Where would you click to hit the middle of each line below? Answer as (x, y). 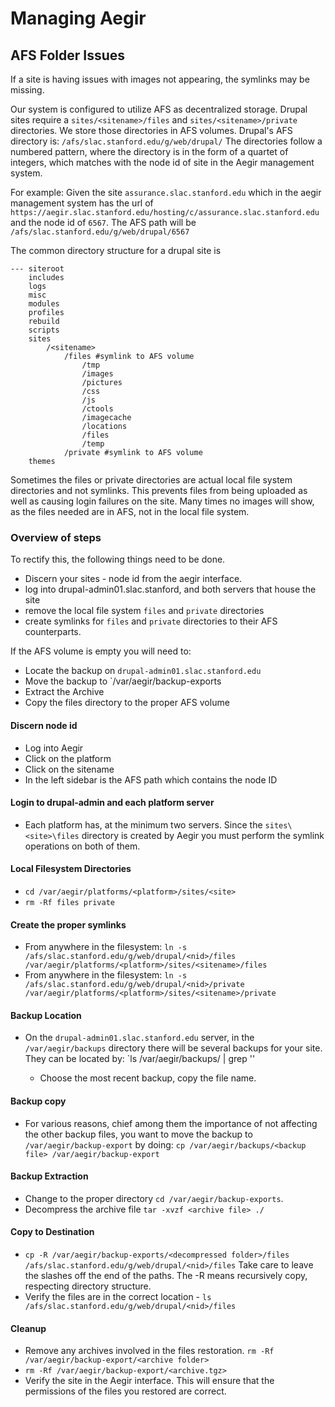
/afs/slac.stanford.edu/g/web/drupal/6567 (100, 232)
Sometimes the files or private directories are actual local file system (151, 480)
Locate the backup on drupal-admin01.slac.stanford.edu (143, 671)
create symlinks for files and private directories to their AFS (151, 621)
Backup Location (46, 1015)
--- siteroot (37, 269)
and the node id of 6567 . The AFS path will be (103, 222)
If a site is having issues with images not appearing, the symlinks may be (160, 79)
